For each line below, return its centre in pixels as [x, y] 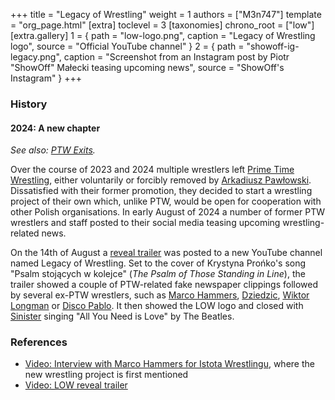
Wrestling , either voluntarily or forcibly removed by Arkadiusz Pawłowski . [161, 180]
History [29, 104]
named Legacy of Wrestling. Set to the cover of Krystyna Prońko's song [158, 263]
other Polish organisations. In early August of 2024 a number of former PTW [167, 212]
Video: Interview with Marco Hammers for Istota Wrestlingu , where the [169, 364]
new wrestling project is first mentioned [106, 375]
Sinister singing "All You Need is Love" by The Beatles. [122, 316]
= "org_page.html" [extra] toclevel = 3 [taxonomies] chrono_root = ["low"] [162, 25]
